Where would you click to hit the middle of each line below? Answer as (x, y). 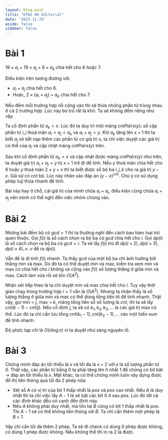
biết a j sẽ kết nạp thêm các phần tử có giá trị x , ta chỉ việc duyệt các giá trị (82, 140)
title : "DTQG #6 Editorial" (35, 15)
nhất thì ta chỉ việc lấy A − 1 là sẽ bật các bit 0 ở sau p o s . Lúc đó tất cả (85, 396)
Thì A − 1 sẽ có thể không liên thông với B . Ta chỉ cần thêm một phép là (86, 412)
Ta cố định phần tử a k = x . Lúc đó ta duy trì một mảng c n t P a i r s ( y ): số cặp (81, 126)
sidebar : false (21, 29)
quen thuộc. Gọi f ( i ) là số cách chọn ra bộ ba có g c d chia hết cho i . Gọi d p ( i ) (84, 238)
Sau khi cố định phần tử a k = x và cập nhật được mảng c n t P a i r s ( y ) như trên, (84, 157)
